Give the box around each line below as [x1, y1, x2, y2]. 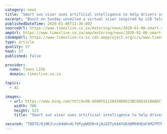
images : [5, 94, 21, 99]
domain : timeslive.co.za [9, 71, 61, 77]
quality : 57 [5, 44, 30, 49]
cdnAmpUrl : [5, 35, 28, 40]
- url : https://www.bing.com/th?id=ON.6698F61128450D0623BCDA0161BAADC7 [9, 99, 164, 104]
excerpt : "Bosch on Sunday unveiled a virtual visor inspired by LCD [5, 16, 153, 21]
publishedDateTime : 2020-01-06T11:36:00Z [5, 21, 92, 26]
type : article [5, 40, 35, 45]
